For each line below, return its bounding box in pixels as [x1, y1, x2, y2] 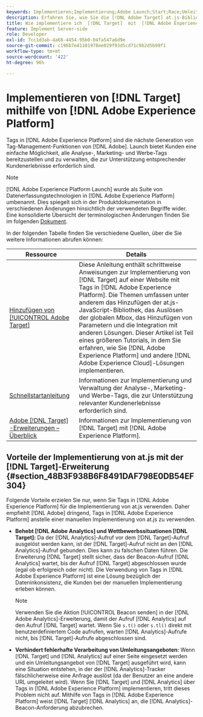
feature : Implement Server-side [6, 25, 88, 32]
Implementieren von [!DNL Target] [6, 91, 181, 105]
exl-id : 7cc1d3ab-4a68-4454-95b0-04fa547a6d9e [6, 37, 126, 43]
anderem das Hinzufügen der [79, 298, 162, 307]
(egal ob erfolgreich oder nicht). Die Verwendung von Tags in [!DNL [14, 566, 183, 574]
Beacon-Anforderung [14, 704, 68, 712]
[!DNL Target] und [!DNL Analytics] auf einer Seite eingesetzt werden [14, 653, 188, 660]
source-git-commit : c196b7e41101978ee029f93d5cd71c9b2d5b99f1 [6, 43, 166, 49]
